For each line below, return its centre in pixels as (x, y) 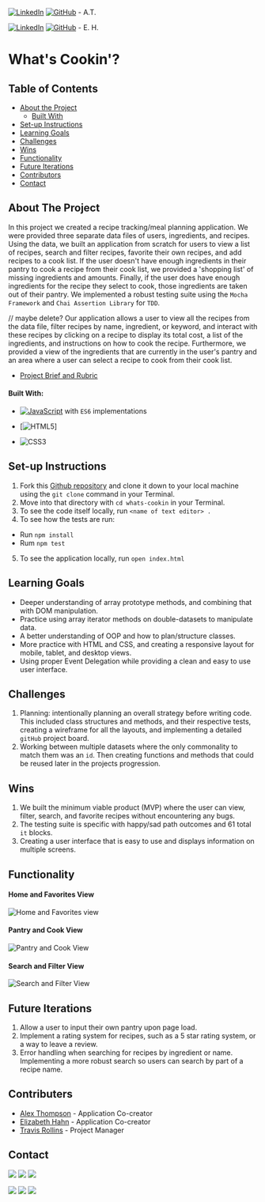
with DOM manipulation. (59, 610)
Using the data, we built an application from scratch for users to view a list (129, 244)
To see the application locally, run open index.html (102, 558)
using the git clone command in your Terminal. (97, 493)
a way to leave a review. (59, 1045)
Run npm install (47, 535)
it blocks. (36, 833)
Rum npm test (42, 542)
